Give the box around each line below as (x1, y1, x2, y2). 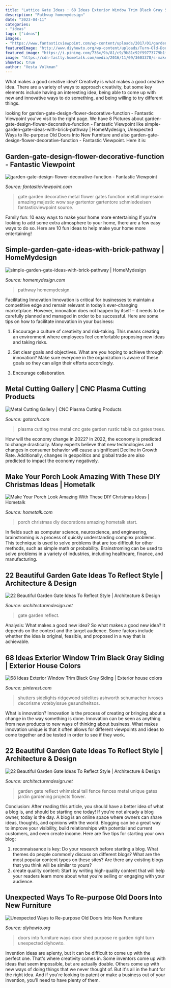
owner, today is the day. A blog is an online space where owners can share (5, 814, 162, 820)
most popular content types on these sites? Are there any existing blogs (12, 857, 164, 863)
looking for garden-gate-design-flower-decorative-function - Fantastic (5, 110, 154, 117)
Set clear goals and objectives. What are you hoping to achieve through (12, 349, 163, 355)
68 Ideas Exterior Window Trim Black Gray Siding (5, 653, 164, 662)
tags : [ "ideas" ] (5, 31, 40, 36)
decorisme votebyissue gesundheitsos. (17, 700, 100, 706)
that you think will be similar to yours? (12, 862, 92, 868)
